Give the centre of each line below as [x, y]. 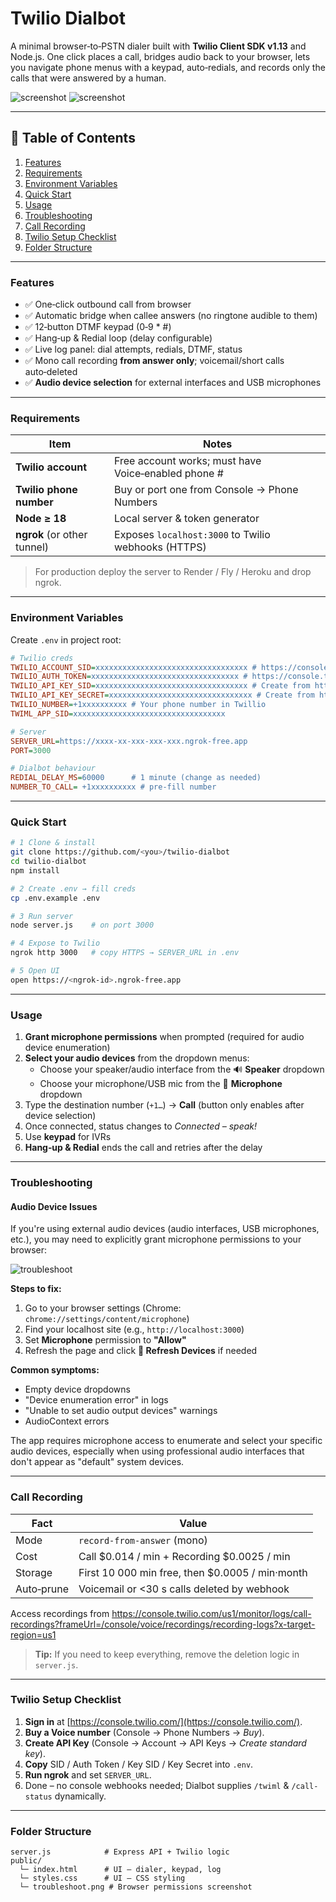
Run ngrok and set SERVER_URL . [88, 1774]
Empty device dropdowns [77, 1389]
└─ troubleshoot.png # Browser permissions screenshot [136, 1887]
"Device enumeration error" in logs [96, 1400]
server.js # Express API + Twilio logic [120, 1852]
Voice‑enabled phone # [169, 474]
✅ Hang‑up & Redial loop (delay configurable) [118, 338]
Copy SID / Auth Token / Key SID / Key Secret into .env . [139, 1764]
